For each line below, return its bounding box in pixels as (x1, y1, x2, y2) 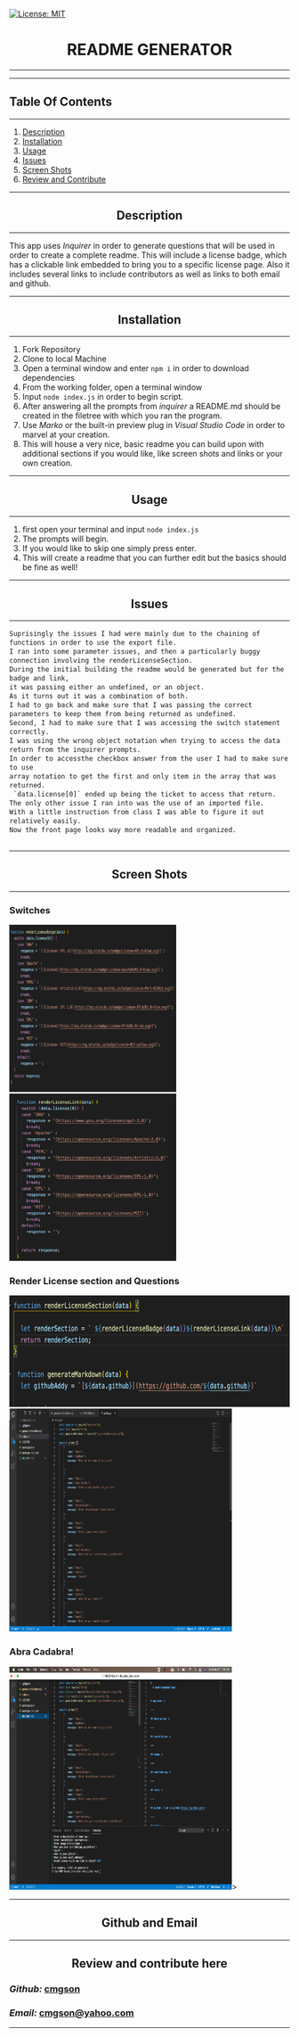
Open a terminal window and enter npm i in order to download (21, 363, 249, 374)
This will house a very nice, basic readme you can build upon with (21, 439, 264, 449)
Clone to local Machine (21, 353, 107, 365)
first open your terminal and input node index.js (21, 524, 199, 535)
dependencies (21, 373, 76, 383)
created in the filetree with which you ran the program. (21, 410, 222, 421)
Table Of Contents (9, 95, 113, 110)
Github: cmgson (9, 1983, 81, 1995)
